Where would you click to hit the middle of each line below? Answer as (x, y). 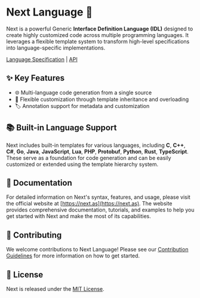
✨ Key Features (35, 78)
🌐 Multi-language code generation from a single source (83, 93)
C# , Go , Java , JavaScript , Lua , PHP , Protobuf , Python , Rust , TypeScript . (98, 151)
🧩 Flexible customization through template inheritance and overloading (102, 99)
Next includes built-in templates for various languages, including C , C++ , (96, 145)
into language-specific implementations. (56, 48)
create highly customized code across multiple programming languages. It (98, 35)
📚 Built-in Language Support (61, 128)
